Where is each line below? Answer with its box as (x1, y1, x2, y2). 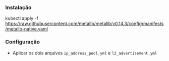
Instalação (5, 4, 32, 11)
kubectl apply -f (5, 15, 39, 21)
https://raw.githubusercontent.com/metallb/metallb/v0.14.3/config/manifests (5, 20, 164, 26)
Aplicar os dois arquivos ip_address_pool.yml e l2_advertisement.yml (12, 49, 157, 56)
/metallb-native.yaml (5, 26, 48, 32)
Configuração (5, 38, 40, 45)
